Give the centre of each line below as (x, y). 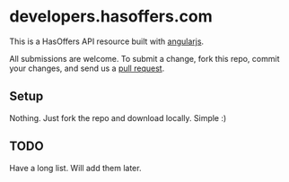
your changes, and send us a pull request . (87, 68)
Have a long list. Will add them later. (75, 168)
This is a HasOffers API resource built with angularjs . (107, 41)
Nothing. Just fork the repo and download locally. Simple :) (118, 117)
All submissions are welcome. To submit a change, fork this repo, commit (144, 58)
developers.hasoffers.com (111, 17)
